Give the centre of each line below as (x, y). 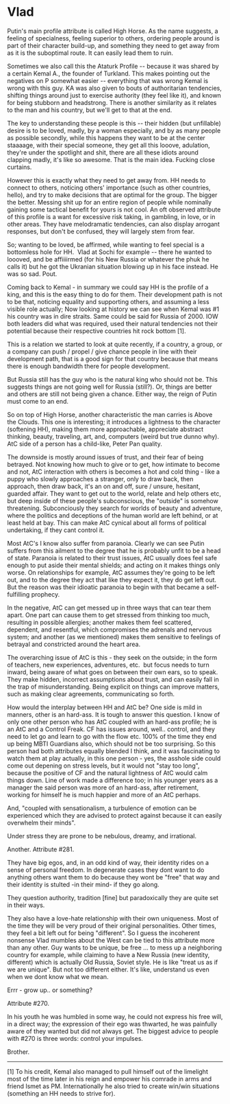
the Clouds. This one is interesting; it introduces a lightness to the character (114, 422)
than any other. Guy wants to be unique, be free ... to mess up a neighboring (115, 947)
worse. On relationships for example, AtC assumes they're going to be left (111, 572)
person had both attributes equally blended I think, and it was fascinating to (114, 751)
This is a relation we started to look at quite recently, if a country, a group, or (115, 344)
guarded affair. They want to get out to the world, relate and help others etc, (114, 493)
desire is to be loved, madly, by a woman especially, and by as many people (114, 130)
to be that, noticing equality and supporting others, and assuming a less (108, 301)
